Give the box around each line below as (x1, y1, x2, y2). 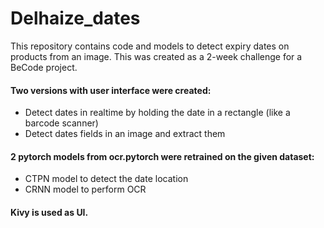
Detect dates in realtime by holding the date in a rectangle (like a (24, 107, 291, 119)
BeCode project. (10, 61, 78, 73)
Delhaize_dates (10, 7, 141, 30)
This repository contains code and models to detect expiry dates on (10, 40, 290, 52)
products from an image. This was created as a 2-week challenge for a (10, 50, 303, 62)
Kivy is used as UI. (10, 206, 89, 218)
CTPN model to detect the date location (24, 173, 189, 185)
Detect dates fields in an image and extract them (24, 128, 226, 140)
